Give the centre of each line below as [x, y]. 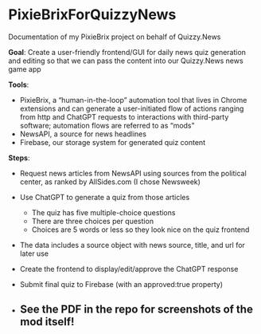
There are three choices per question [92, 221]
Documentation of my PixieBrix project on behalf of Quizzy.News [115, 37]
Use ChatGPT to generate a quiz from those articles [105, 197]
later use [34, 253]
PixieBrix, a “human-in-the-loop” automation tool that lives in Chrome [133, 100]
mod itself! [47, 322]
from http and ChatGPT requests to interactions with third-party [124, 116]
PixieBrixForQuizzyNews [92, 15]
